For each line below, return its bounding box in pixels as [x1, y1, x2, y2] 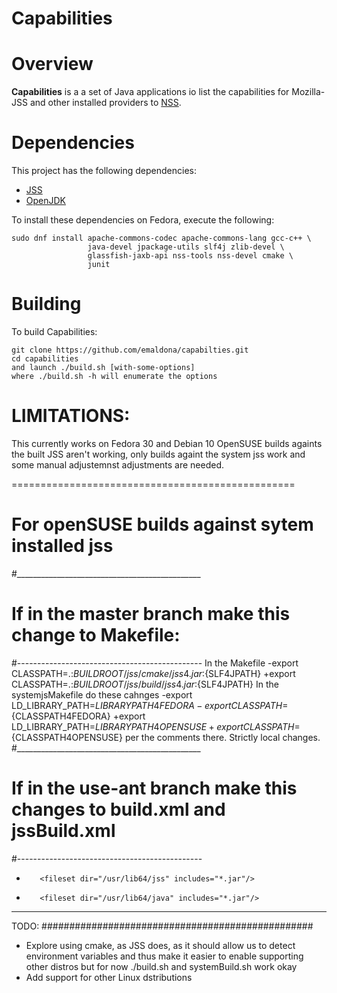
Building [11, 293, 82, 316]
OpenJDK [25, 195, 67, 207]
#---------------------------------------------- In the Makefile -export [11, 657, 299, 669]
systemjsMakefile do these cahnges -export [11, 688, 193, 701]
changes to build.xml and [11, 798, 226, 821]
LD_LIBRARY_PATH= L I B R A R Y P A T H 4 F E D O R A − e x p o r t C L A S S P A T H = [11, 699, 289, 711]
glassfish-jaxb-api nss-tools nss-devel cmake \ [87, 251, 294, 261]
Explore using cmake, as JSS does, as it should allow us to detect [25, 939, 296, 951]
